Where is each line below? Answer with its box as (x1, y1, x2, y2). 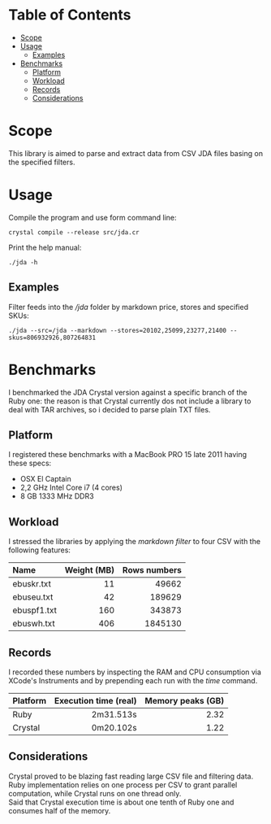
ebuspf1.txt (12, 604, 57, 616)
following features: (8, 545, 71, 555)
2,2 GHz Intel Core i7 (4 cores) (19, 482, 123, 493)
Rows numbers (122, 565, 183, 576)
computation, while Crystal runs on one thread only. (8, 788, 182, 798)
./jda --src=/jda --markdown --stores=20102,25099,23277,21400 (8, 326, 227, 334)
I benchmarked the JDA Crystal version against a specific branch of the (8, 387, 247, 397)
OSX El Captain (19, 474, 71, 484)
